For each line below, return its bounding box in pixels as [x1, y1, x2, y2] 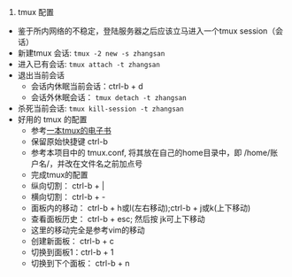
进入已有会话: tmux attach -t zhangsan [17, 59, 161, 69]
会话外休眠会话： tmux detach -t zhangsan [30, 92, 188, 103]
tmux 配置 [17, 7, 55, 17]
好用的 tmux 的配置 [17, 114, 88, 125]
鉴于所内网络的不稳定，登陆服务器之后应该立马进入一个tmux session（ [17, 26, 276, 36]
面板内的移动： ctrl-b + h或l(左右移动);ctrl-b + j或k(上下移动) [30, 203, 251, 213]
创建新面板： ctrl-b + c [30, 236, 115, 246]
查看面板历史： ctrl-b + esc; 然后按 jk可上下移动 [30, 214, 205, 224]
